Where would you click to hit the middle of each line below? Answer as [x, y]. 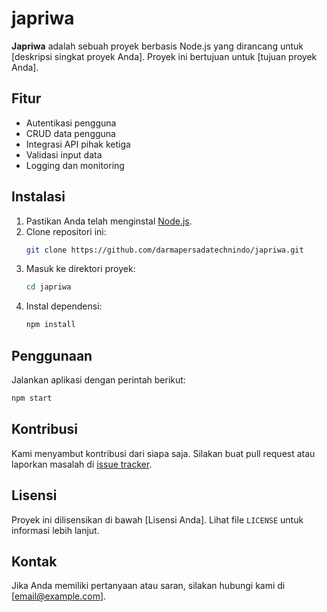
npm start [32, 398]
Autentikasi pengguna [71, 123]
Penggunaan [52, 355]
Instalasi [38, 197]
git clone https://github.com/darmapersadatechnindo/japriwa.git [164, 250]
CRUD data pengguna [70, 133]
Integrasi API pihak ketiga [78, 144]
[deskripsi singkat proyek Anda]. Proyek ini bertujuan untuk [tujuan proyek [164, 56]
